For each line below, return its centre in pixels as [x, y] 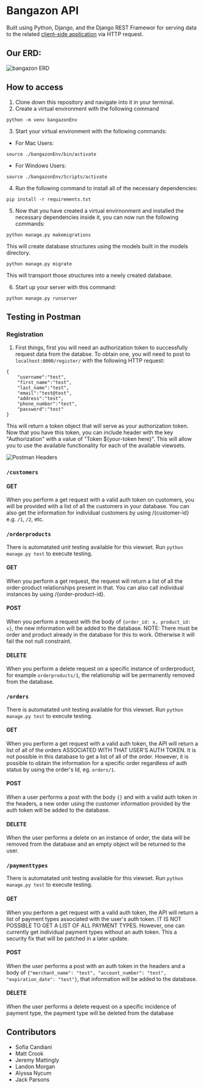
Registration [25, 334]
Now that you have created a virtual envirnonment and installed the [99, 210]
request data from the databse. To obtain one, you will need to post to [103, 354]
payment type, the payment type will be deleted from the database [90, 1013]
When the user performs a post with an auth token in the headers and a [96, 966]
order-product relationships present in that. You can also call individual [95, 587]
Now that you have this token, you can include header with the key [90, 432]
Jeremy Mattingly [37, 1060]
